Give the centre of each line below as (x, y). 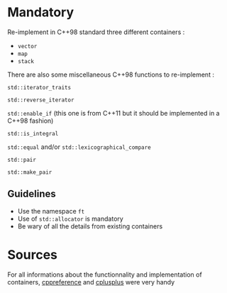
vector (27, 46)
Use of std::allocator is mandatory (71, 219)
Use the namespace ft (51, 211)
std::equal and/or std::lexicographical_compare (79, 147)
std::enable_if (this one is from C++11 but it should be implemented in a (113, 113)
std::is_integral (33, 133)
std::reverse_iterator (41, 100)
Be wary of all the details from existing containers (90, 226)
